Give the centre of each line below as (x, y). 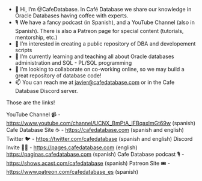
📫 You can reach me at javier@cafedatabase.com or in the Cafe (95, 82)
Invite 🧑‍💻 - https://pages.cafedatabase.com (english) (72, 147)
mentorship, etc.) (36, 37)
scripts (23, 50)
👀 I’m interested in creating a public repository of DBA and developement (105, 44)
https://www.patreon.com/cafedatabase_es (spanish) (72, 172)
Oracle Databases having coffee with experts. (72, 16)
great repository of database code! (58, 76)
